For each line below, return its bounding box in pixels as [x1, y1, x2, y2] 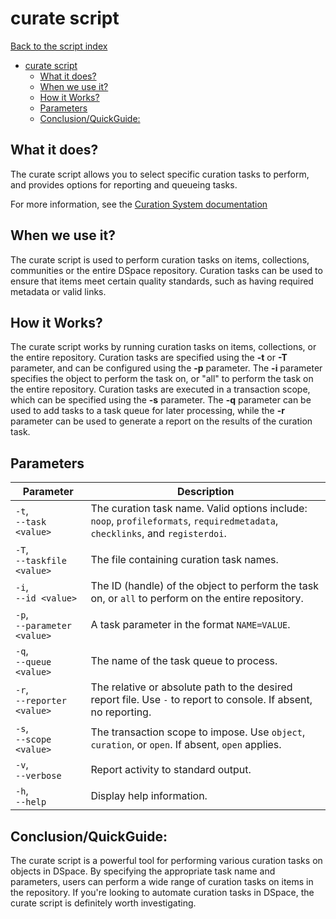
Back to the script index [10, 40, 108, 52]
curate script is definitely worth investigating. [10, 897, 197, 909]
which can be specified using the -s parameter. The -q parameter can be [10, 394, 312, 406]
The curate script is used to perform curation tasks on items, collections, [10, 253, 310, 266]
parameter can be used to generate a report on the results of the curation [10, 415, 313, 427]
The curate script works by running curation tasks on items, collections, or [10, 341, 317, 353]
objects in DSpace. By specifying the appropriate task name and [10, 865, 276, 877]
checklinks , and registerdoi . [90, 527, 227, 541]
